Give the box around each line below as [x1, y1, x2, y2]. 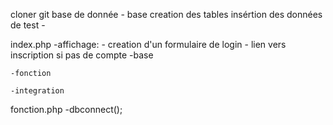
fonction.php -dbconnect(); [10, 104, 123, 115]
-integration [10, 86, 65, 96]
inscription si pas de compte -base [10, 49, 154, 61]
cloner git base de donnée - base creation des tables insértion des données [10, 9, 323, 20]
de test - [10, 19, 46, 31]
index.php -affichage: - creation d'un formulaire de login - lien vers [10, 39, 287, 50]
